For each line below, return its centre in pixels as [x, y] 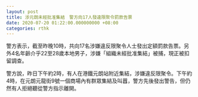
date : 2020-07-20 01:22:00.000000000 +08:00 [62, 23]
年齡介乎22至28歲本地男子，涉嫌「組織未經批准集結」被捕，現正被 [102, 54]
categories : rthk [28, 28]
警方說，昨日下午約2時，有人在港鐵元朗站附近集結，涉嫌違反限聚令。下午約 [99, 73]
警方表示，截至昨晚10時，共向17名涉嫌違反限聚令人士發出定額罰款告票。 [95, 46]
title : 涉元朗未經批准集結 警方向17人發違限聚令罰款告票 [69, 17]
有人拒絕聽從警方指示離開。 [45, 88]
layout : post [22, 12]
